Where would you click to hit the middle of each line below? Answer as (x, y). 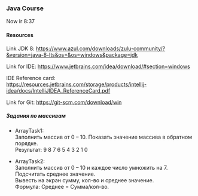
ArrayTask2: (30, 161)
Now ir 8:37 (20, 22)
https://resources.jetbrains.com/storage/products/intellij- (77, 84)
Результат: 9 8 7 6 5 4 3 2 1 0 (51, 150)
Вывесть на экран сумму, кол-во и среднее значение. (84, 180)
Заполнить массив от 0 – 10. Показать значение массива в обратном (103, 137)
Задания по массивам (36, 116)
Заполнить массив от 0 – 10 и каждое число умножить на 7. (91, 168)
